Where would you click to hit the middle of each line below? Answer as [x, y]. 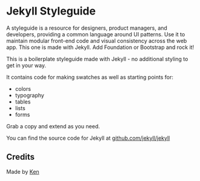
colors [23, 88]
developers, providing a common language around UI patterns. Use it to [96, 34]
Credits [21, 157]
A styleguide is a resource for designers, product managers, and [87, 28]
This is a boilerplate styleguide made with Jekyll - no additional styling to [97, 59]
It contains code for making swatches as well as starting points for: [90, 77]
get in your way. [26, 65]
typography [29, 95]
